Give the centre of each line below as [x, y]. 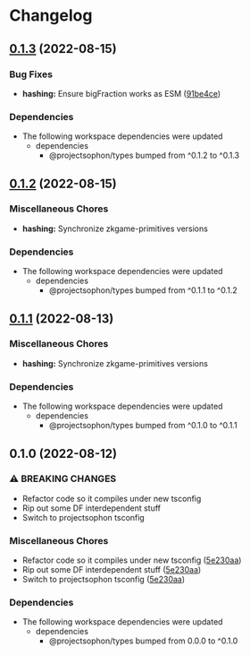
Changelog [51, 16]
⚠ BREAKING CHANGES [63, 478]
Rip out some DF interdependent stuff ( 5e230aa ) [112, 570]
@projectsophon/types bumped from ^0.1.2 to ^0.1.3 [144, 155]
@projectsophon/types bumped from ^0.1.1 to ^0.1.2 [143, 290]
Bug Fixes [31, 74]
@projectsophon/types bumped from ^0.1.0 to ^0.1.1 [143, 426]
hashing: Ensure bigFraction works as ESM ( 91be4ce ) [121, 93]
